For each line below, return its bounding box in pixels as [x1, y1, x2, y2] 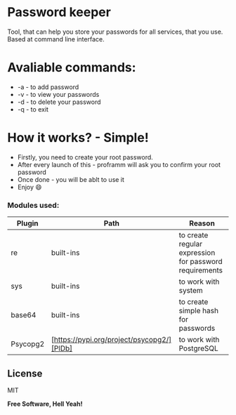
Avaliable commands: [7, 60, 136, 76]
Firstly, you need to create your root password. [17, 152, 153, 162]
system [178, 286, 203, 296]
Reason [189, 218, 216, 228]
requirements [178, 265, 223, 275]
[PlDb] [51, 343, 72, 353]
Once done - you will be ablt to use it [17, 175, 125, 183]
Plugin [16, 218, 39, 228]
